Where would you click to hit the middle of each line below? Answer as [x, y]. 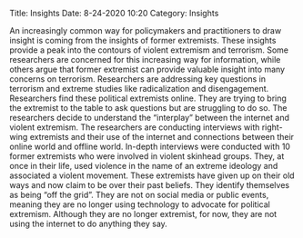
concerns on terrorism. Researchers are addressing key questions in [138, 79]
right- [273, 127]
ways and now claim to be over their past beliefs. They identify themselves [149, 185]
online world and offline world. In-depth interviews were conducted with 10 [150, 146]
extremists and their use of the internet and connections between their [162, 137]
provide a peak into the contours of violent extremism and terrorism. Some [149, 50]
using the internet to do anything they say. [89, 223]
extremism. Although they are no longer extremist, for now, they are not [143, 214]
